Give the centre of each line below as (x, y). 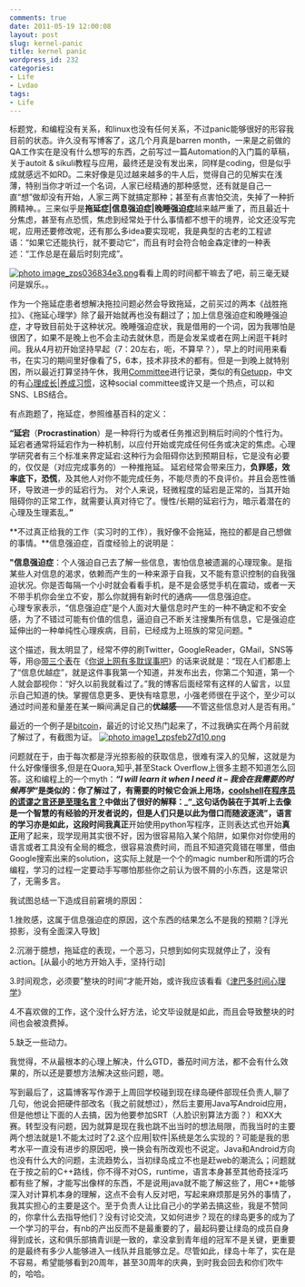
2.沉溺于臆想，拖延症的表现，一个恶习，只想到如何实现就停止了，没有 (140, 950)
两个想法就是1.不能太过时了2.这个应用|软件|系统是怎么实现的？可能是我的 (146, 1138)
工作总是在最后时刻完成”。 (79, 254)
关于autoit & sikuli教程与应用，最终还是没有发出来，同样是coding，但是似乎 (151, 163)
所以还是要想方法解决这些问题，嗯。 (101, 1073)
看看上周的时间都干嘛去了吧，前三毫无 (209, 273)
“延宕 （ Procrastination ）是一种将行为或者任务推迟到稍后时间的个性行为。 (149, 433)
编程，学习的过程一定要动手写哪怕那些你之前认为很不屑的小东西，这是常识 (148, 870)
